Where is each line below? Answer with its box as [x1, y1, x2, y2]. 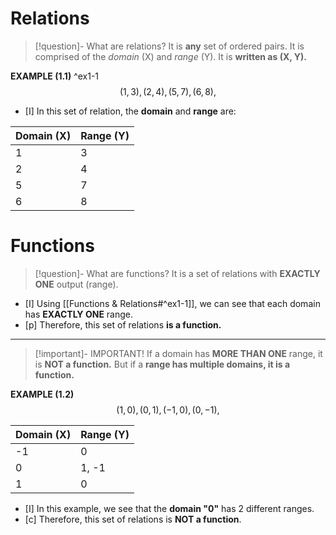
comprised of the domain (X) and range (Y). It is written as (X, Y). [34, 50, 307, 62]
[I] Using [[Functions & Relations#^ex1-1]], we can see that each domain [24, 297, 321, 309]
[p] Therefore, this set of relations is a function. [24, 318, 222, 331]
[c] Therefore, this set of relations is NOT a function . [24, 513, 242, 525]
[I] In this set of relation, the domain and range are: [24, 105, 237, 117]
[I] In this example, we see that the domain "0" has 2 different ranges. [24, 502, 315, 514]
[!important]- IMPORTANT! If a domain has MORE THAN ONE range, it [34, 347, 323, 359]
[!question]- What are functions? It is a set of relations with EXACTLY [34, 267, 321, 279]
